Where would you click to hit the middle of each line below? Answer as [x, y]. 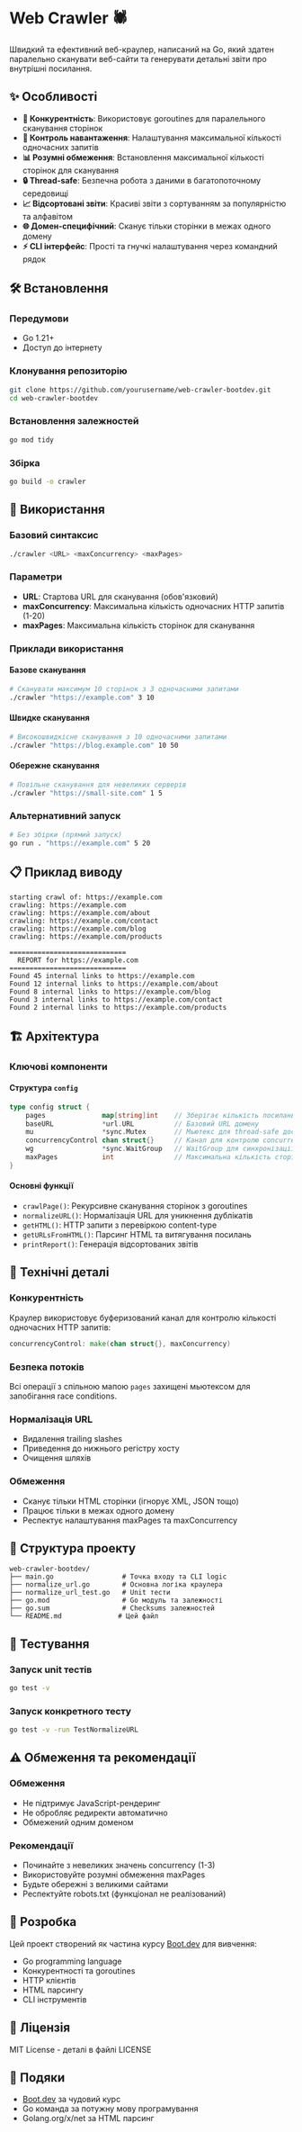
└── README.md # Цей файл [84, 1616]
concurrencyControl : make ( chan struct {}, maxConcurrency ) [120, 1344]
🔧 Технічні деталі [59, 1272]
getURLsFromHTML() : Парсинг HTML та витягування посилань [137, 1235]
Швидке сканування [49, 718]
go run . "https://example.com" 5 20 [80, 843]
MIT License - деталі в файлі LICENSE [80, 2049]
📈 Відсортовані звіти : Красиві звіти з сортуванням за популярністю [154, 203]
